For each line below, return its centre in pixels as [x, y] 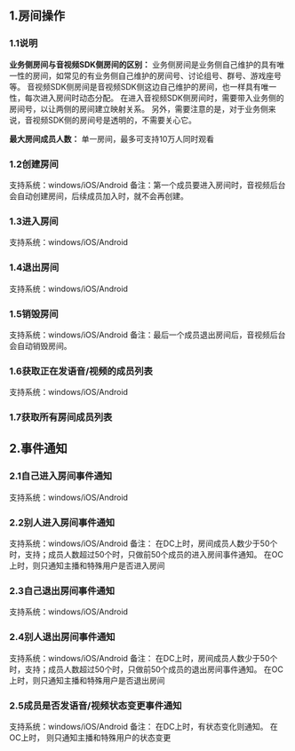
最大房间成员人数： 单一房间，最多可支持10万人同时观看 [112, 138]
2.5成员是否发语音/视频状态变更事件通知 [96, 706]
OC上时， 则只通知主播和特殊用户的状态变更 [90, 737]
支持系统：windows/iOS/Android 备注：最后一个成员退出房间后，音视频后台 [147, 335]
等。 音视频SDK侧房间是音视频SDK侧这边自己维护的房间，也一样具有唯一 [143, 86]
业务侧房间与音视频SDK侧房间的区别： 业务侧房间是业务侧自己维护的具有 [143, 64]
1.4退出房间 [34, 267]
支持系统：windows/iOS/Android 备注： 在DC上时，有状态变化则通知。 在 [144, 726]
